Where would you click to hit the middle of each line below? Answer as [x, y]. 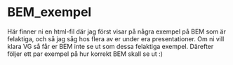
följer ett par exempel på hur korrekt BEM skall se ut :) [85, 54]
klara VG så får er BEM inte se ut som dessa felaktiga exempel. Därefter [111, 46]
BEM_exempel [49, 12]
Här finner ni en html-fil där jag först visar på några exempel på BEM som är [117, 31]
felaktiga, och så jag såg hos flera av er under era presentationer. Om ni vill [116, 38]
